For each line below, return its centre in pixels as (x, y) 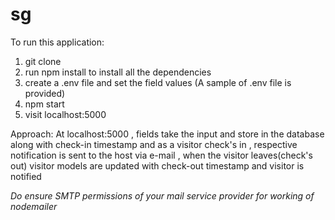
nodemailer (34, 206)
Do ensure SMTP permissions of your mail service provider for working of (162, 195)
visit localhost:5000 (65, 114)
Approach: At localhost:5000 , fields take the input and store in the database (167, 134)
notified (26, 176)
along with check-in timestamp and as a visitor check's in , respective (154, 144)
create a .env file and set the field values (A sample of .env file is (158, 82)
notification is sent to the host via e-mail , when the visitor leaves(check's (161, 155)
